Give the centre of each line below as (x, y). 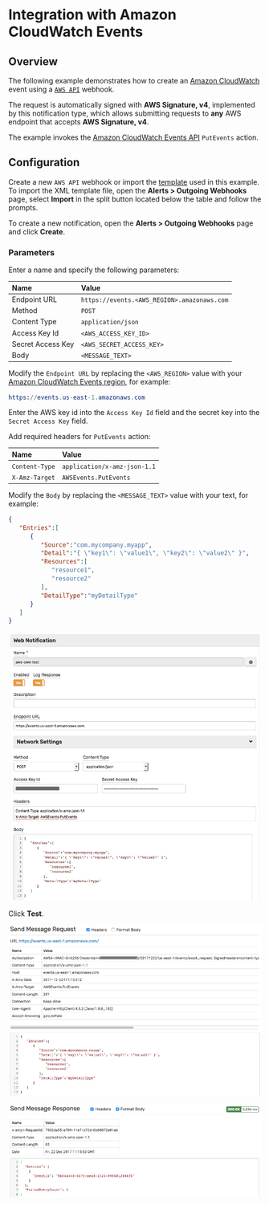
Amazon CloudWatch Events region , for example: (90, 381)
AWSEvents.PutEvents (96, 478)
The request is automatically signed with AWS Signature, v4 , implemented (132, 105)
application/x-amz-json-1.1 (109, 467)
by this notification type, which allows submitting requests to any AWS (125, 113)
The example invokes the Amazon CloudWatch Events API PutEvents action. (134, 137)
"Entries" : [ (39, 527)
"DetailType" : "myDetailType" (89, 596)
